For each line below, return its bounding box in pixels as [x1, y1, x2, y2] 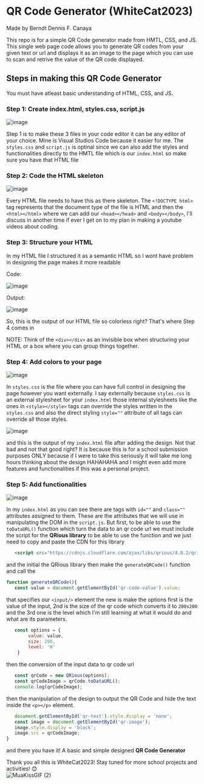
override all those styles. [6, 415, 68, 423]
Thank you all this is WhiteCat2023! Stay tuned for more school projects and [6, 758, 197, 766]
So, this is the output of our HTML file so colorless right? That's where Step [6, 317, 195, 325]
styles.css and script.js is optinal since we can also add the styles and [6, 143, 188, 150]
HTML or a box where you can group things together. [6, 342, 140, 350]
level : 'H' [28, 644, 56, 650]
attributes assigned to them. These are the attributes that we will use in [6, 512, 184, 520]
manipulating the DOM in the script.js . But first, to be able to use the [6, 519, 181, 526]
